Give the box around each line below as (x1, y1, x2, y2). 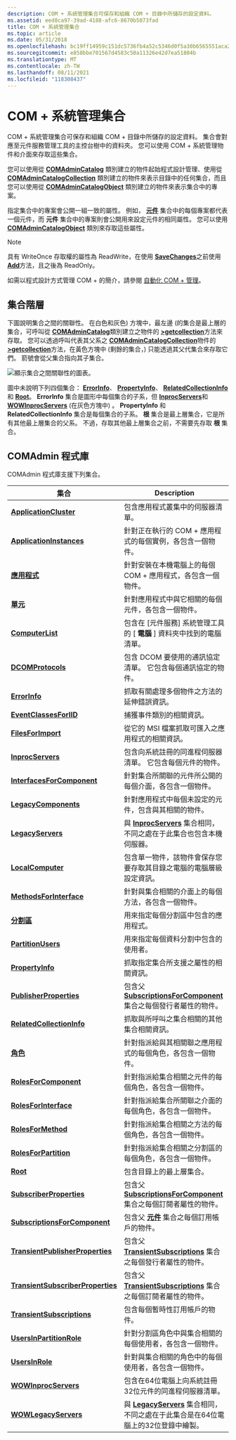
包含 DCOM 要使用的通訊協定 (124, 652, 221, 662)
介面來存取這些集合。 (19, 150, 81, 159)
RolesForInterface (11, 1100, 72, 1110)
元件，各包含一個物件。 (124, 605, 202, 615)
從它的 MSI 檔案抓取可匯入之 (124, 723, 218, 733)
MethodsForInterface (11, 891, 84, 901)
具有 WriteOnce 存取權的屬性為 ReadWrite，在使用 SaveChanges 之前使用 (7, 252, 221, 261)
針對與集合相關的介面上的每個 (124, 886, 223, 896)
